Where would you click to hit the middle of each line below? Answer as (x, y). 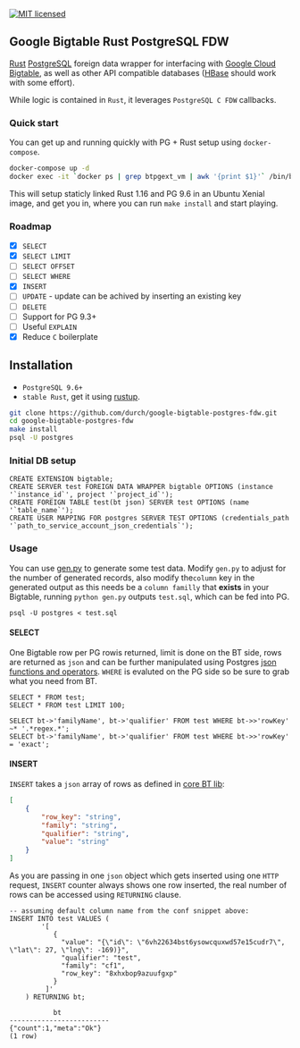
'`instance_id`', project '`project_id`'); (92, 495)
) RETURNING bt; (56, 997)
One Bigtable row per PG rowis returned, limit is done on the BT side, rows (146, 652)
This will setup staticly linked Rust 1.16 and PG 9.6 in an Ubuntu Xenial (137, 193)
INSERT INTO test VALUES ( (59, 919)
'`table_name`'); (42, 511)
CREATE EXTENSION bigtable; (62, 479)
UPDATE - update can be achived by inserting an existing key (132, 296)
